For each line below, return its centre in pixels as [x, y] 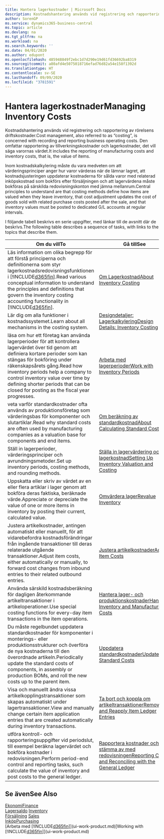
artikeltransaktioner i [31, 600]
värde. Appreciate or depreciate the [48, 499]
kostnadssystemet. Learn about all [46, 321]
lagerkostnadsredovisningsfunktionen [51, 270]
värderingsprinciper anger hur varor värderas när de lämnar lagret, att [75, 171]
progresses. [21, 396]
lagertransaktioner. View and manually [51, 708]
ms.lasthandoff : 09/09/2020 [34, 78]
